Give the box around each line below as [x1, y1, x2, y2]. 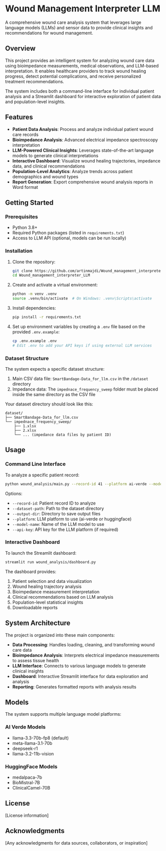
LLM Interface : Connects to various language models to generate [12, 663, 146, 669]
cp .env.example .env [12, 338, 57, 343]
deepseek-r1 [12, 745, 38, 751]
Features [5, 113, 33, 121]
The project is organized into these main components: [5, 632, 115, 638]
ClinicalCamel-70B [12, 785, 50, 791]
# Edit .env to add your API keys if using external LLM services [12, 343, 152, 348]
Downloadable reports [12, 604, 58, 610]
